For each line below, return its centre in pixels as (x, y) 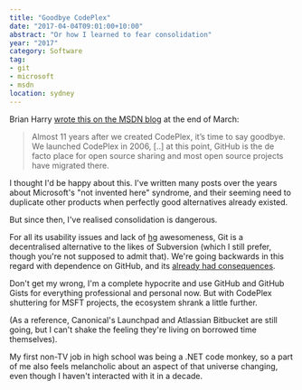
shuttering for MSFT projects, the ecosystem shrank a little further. (133, 302)
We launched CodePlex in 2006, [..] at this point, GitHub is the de (153, 146)
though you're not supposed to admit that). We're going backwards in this (147, 256)
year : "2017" (34, 43)
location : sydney (42, 93)
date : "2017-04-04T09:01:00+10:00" (76, 26)
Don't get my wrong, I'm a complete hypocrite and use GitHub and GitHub (147, 283)
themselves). (33, 339)
